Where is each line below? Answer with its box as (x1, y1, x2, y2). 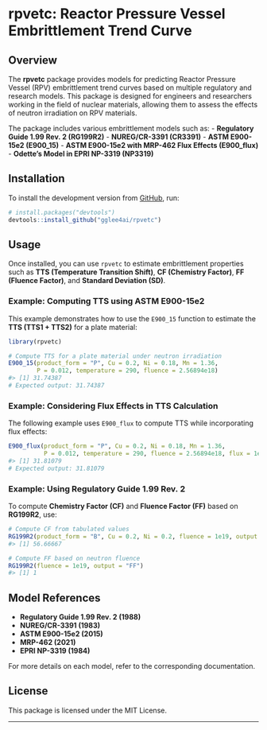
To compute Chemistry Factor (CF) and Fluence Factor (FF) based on (8, 502, 238, 511)
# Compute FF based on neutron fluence (8, 554, 141, 562)
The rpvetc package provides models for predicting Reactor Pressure (8, 75, 236, 83)
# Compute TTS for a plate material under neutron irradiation (8, 351, 222, 360)
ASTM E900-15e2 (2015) (19, 629, 103, 639)
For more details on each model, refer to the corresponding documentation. (8, 662, 256, 671)
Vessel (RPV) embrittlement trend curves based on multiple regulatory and (8, 83, 252, 92)
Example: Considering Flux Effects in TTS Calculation (8, 400, 219, 411)
